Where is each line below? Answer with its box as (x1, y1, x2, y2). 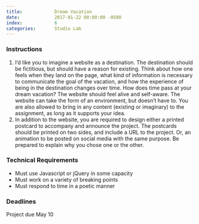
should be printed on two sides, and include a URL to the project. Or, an (14, 128, 191, 136)
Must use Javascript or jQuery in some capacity (14, 170, 133, 177)
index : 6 (6, 20, 58, 26)
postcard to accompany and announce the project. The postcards (14, 122, 177, 129)
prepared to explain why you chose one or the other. (14, 141, 145, 148)
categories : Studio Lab (6, 25, 82, 32)
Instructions (6, 45, 43, 54)
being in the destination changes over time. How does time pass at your (14, 84, 192, 91)
